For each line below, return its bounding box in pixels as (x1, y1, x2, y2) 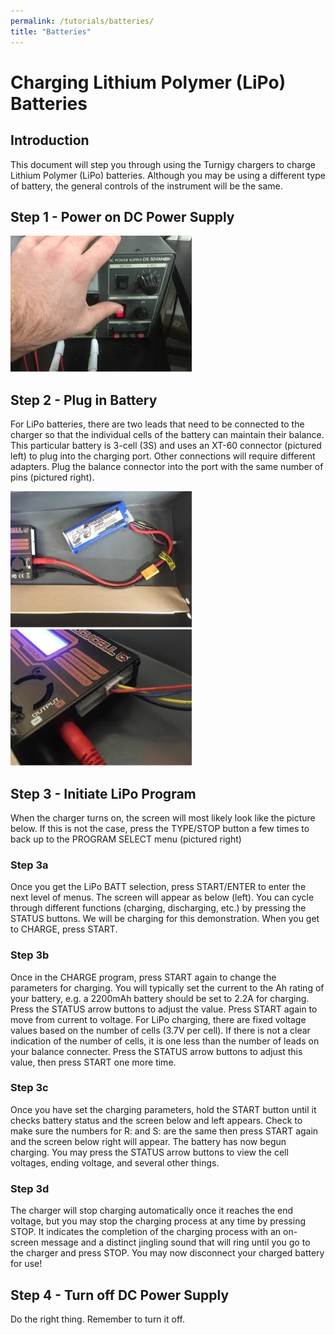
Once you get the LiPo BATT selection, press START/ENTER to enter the (10, 881, 307, 893)
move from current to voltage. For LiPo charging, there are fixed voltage (10, 1013, 307, 1025)
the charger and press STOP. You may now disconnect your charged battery (10, 1247, 325, 1259)
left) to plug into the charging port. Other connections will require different (10, 450, 316, 462)
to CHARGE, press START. (10, 923, 118, 935)
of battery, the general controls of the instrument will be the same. (10, 180, 283, 192)
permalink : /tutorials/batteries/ (10, 16, 155, 26)
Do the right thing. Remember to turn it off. (10, 1313, 185, 1325)
